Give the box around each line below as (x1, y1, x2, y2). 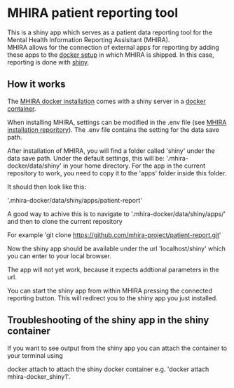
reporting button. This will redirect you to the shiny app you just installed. (7, 293, 219, 302)
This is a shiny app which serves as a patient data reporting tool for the (7, 28, 212, 36)
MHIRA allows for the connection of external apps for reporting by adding (7, 43, 219, 51)
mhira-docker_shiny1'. (7, 372, 71, 380)
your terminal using (7, 351, 63, 359)
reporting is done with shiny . (7, 58, 90, 66)
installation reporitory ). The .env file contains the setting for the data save (7, 125, 219, 134)
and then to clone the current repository (7, 217, 123, 225)
